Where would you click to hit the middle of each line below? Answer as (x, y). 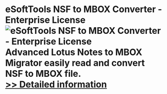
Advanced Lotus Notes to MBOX (74, 52)
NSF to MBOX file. (43, 74)
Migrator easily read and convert (75, 63)
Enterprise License (45, 20)
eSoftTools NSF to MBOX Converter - (84, 9)
